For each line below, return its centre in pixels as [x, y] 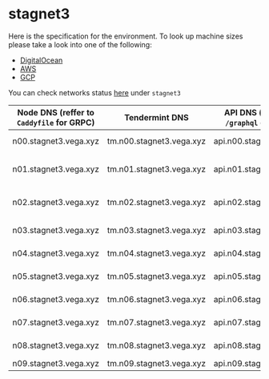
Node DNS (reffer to [56, 112]
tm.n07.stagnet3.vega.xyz [157, 322]
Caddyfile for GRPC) [56, 123]
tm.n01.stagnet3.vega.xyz [157, 169]
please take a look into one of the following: [80, 44]
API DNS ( [243, 112]
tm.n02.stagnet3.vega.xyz [157, 202]
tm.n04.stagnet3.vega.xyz [157, 253]
